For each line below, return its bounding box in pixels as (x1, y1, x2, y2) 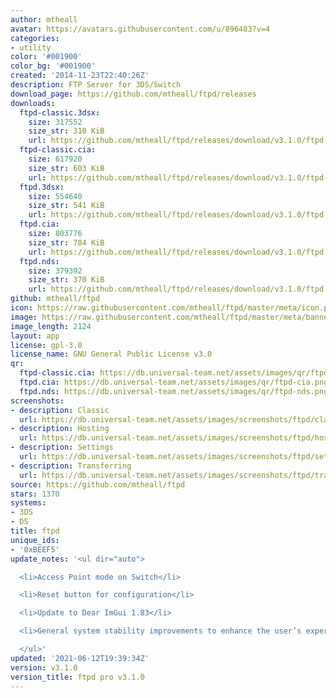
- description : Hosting (10, 424, 110, 434)
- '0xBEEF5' (10, 544, 60, 555)
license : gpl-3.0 (10, 340, 83, 350)
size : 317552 (28, 117, 83, 127)
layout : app (10, 331, 60, 341)
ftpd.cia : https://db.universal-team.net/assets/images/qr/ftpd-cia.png (19, 377, 329, 387)
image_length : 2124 (10, 321, 92, 331)
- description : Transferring (10, 461, 132, 471)
